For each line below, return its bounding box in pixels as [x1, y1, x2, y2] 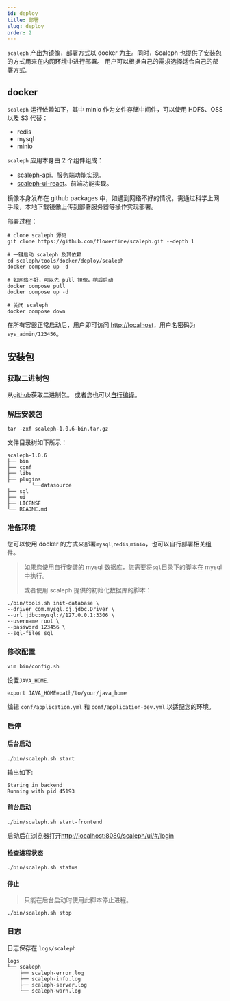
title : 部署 [7, 16, 39, 23]
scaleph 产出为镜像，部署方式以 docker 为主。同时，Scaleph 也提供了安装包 [7, 49, 222, 57]
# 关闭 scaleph [7, 302, 49, 309]
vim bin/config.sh [7, 663, 60, 670]
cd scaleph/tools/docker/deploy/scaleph [7, 258, 125, 265]
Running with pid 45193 [7, 788, 75, 795]
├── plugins [7, 476, 41, 483]
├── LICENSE [7, 500, 41, 507]
